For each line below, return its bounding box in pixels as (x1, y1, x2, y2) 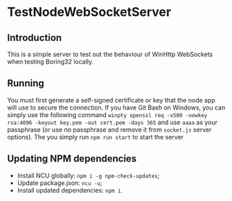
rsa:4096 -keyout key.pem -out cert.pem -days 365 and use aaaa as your (7, 118, 218, 126)
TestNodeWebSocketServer (7, 4, 172, 20)
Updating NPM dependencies (7, 153, 137, 165)
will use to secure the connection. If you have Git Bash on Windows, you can (7, 103, 226, 112)
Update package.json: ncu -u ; (17, 178, 102, 187)
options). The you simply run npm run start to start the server (7, 132, 184, 141)
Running (7, 78, 45, 89)
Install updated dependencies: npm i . (17, 186, 123, 194)
